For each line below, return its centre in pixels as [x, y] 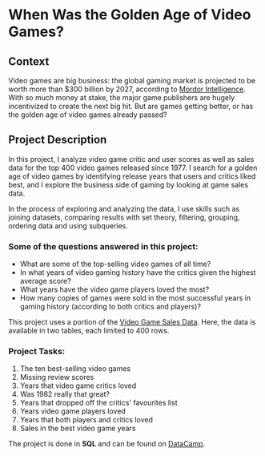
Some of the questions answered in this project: [103, 246]
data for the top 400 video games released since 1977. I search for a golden [133, 167]
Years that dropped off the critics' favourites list [98, 403]
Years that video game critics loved [78, 385]
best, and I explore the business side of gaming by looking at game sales [128, 184]
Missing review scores [57, 377]
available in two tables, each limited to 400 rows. [89, 331]
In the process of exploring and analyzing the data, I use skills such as [124, 208]
